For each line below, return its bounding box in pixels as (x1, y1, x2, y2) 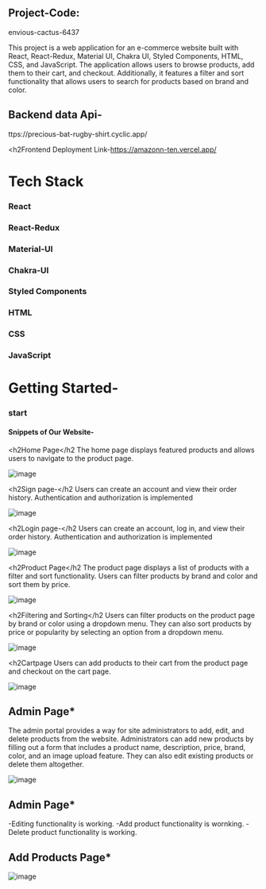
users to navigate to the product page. (8, 453, 133, 463)
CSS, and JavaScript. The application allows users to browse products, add (8, 60, 255, 69)
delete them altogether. (8, 760, 85, 769)
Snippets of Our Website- (8, 427, 94, 436)
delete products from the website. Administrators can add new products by (8, 734, 254, 744)
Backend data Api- (8, 108, 102, 122)
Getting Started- (8, 379, 119, 397)
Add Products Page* (8, 850, 112, 864)
